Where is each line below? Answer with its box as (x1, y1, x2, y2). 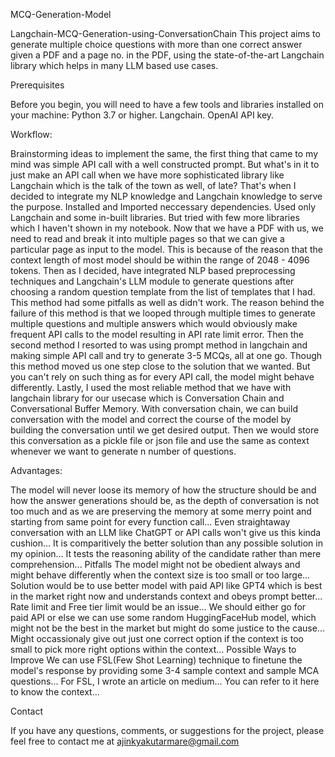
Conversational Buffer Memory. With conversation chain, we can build (10, 403, 298, 414)
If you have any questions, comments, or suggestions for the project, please (10, 725, 325, 736)
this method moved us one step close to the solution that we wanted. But (10, 360, 311, 372)
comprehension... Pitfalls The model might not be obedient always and (10, 559, 301, 570)
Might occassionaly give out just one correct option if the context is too (10, 633, 304, 644)
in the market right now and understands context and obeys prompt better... (10, 590, 323, 602)
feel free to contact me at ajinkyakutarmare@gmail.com (10, 735, 240, 747)
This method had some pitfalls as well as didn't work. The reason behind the (10, 297, 325, 308)
